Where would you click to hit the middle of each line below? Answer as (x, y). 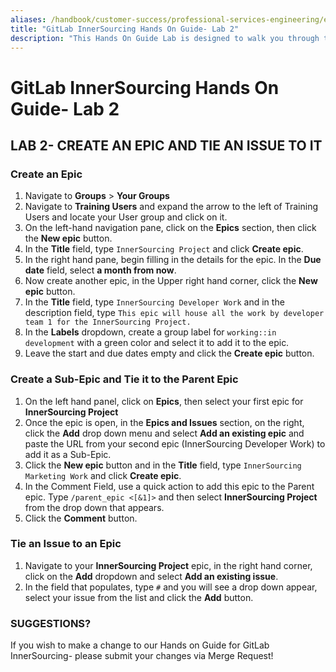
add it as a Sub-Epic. (68, 454)
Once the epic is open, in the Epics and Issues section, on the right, (164, 422)
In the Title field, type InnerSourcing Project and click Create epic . (164, 249)
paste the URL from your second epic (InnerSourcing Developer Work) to (175, 443)
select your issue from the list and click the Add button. (139, 597)
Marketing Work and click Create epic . (103, 475)
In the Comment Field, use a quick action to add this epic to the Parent (169, 486)
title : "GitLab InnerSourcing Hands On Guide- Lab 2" (125, 29)
